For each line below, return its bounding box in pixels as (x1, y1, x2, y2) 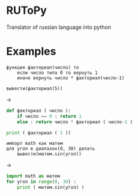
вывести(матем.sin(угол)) (17, 151, 82, 157)
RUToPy (6, 4, 47, 17)
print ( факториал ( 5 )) (6, 130, 71, 136)
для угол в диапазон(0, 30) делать (6, 145, 95, 152)
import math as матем (6, 173, 61, 179)
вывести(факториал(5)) (6, 85, 63, 91)
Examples (6, 44, 56, 58)
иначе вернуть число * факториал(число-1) (17, 75, 125, 81)
